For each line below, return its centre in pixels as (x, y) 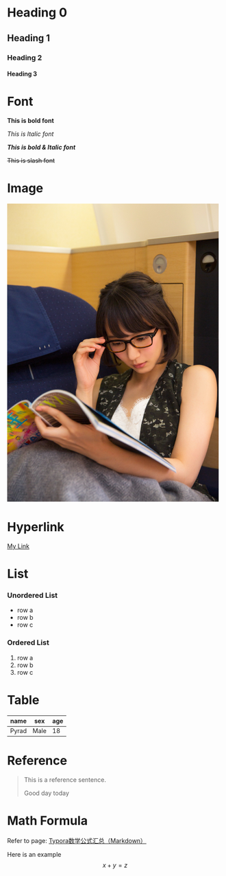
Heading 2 (25, 58)
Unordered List (33, 596)
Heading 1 (28, 38)
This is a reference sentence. (65, 779)
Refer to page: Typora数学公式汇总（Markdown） (77, 840)
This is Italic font (30, 134)
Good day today (47, 793)
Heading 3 (22, 74)
